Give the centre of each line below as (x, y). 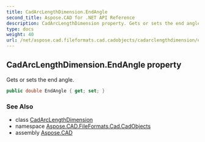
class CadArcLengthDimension (54, 119)
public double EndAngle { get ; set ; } (56, 91)
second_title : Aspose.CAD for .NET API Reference (71, 18)
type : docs (20, 29)
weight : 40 (20, 35)
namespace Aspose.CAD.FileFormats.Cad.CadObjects (83, 126)
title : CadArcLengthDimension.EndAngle (57, 12)
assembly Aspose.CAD (44, 132)
